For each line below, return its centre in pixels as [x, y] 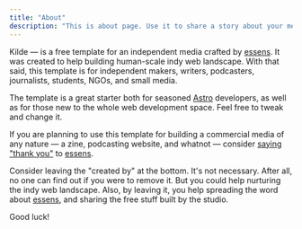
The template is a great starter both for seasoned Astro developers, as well [148, 97]
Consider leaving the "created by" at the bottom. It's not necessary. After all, [151, 171]
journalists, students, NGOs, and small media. [93, 80]
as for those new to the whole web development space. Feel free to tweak [147, 107]
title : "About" [38, 18]
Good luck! [30, 216]
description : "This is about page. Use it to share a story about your [146, 26]
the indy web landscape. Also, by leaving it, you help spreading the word [144, 189]
